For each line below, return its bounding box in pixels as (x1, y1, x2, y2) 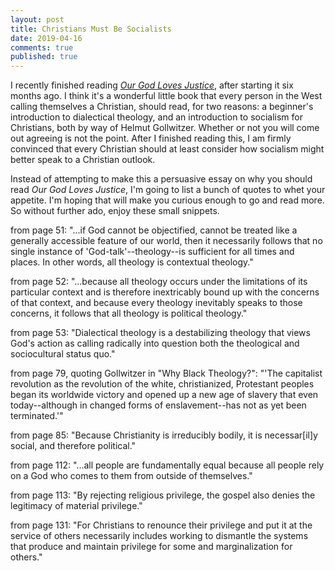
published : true (10, 52, 78, 62)
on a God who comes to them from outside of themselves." (10, 470, 253, 482)
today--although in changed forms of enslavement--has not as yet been (10, 399, 307, 411)
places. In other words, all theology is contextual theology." (10, 256, 254, 268)
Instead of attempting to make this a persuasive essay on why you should (10, 173, 313, 185)
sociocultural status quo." (10, 348, 116, 360)
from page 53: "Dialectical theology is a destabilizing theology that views (10, 327, 311, 339)
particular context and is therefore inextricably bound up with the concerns (10, 286, 320, 298)
